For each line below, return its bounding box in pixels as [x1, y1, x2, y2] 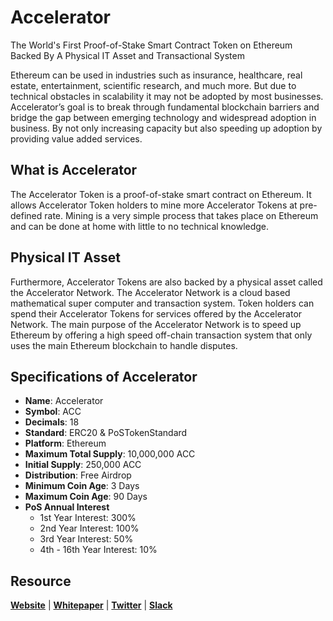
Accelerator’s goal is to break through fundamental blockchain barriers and [10, 101, 320, 113]
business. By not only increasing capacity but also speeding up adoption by [10, 122, 323, 134]
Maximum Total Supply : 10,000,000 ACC [24, 448, 196, 460]
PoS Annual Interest [24, 501, 110, 513]
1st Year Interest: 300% [39, 512, 137, 524]
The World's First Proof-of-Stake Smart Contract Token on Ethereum [10, 39, 293, 51]
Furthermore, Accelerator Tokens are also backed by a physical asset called [10, 276, 323, 288]
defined [10, 209, 43, 221]
